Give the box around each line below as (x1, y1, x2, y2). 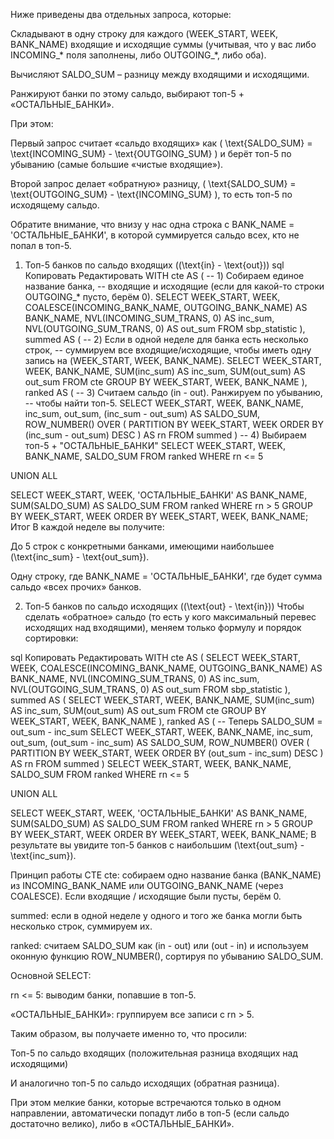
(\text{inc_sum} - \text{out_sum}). (10, 551, 150, 563)
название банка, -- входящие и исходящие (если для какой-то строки (24, 280, 325, 292)
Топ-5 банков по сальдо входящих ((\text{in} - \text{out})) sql (24, 259, 285, 271)
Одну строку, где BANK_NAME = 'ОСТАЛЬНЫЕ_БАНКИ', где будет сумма (10, 570, 323, 582)
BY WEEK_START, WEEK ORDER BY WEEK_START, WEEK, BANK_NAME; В (10, 829, 317, 840)
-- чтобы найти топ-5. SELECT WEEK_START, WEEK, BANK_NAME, (24, 397, 304, 409)
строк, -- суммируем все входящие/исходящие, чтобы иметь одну (24, 344, 312, 356)
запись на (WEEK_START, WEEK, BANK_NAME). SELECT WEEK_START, (24, 355, 322, 366)
